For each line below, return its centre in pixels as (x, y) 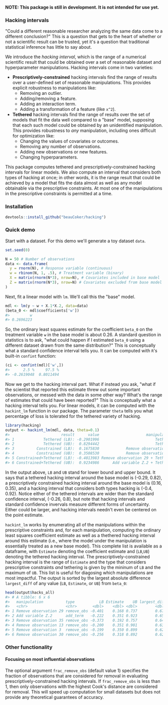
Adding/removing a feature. (48, 99)
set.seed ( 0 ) (17, 250)
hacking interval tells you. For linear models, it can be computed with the (80, 405)
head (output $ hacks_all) (30, 592)
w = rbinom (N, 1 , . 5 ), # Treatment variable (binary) (67, 273)
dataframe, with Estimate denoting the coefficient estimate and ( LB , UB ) (77, 551)
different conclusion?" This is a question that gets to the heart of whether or (83, 37)
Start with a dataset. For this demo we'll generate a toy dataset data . (75, 241)
